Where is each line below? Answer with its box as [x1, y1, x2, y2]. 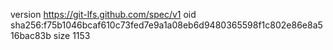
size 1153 [53, 30, 91, 41]
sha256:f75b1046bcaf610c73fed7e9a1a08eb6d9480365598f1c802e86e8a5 [10, 19, 323, 31]
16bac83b [10, 30, 52, 41]
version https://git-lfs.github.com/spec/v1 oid [10, 9, 197, 20]
